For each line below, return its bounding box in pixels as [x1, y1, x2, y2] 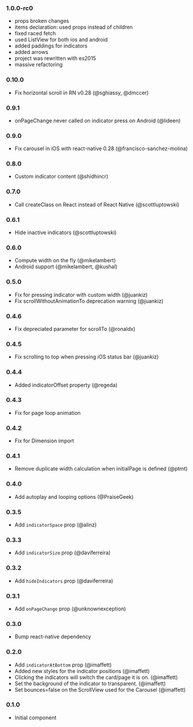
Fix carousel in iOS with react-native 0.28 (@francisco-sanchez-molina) [14, 145, 188, 152]
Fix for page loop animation [14, 409, 81, 416]
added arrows [14, 49, 49, 56]
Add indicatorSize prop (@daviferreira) [14, 549, 111, 556]
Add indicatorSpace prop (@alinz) [14, 521, 97, 529]
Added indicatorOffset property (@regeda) [14, 381, 118, 388]
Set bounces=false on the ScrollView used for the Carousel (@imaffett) [14, 686, 186, 693]
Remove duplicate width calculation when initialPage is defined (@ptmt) [14, 465, 188, 472]
